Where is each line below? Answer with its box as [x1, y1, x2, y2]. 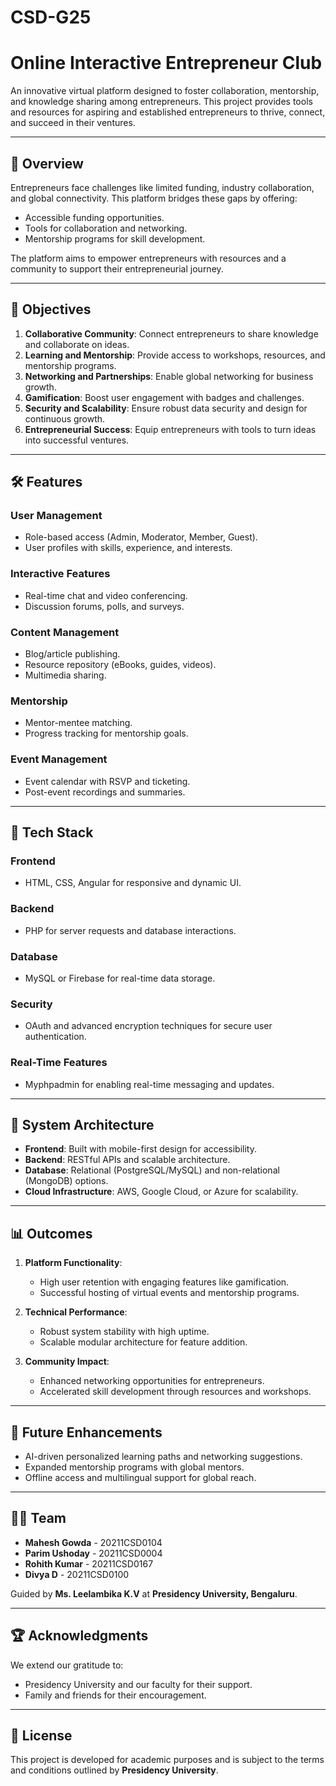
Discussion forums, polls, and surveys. [24, 600, 185, 612]
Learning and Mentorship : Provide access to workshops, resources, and [24, 349, 326, 361]
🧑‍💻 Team [10, 1510, 67, 1527]
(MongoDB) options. [24, 1175, 109, 1187]
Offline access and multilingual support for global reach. [24, 1471, 257, 1483]
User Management [10, 509, 103, 523]
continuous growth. [24, 412, 106, 425]
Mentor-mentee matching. [24, 717, 133, 729]
